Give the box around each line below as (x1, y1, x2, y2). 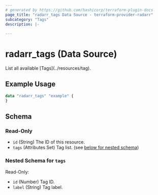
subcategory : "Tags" (5, 17, 49, 22)
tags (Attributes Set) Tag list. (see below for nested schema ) (12, 145, 139, 151)
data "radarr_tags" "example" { (5, 93, 74, 98)
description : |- (5, 21, 40, 27)
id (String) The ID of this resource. (12, 139, 85, 145)
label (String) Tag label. (12, 184, 63, 190)
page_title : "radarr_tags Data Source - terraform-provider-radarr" (5, 12, 153, 17)
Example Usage (5, 80, 56, 89)
